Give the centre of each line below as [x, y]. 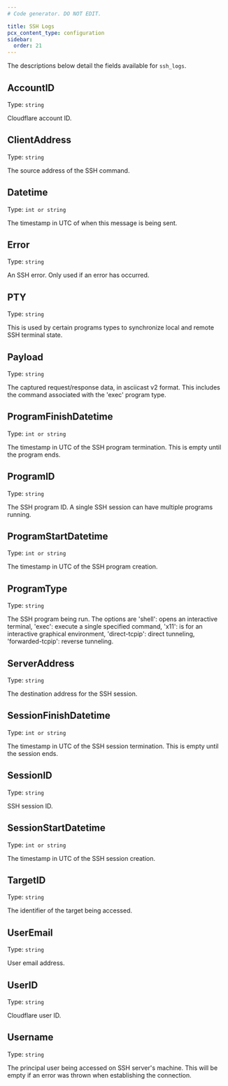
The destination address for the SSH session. [72, 694]
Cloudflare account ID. [40, 118]
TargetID [27, 880]
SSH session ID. [30, 806]
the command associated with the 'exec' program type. [87, 395]
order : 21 [28, 46]
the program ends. [34, 455]
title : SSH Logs [31, 26]
